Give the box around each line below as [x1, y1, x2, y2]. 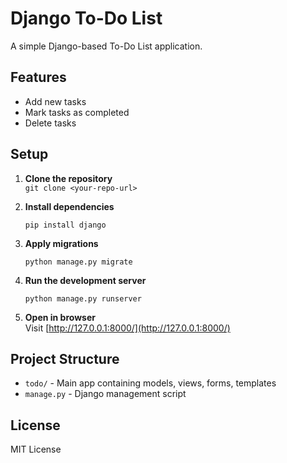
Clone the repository [24, 172, 113, 184]
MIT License [10, 443, 62, 456]
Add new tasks [24, 95, 87, 107]
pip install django [24, 220, 107, 230]
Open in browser [24, 311, 96, 323]
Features [10, 69, 67, 86]
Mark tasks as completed [24, 106, 130, 118]
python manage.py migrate [24, 257, 133, 267]
